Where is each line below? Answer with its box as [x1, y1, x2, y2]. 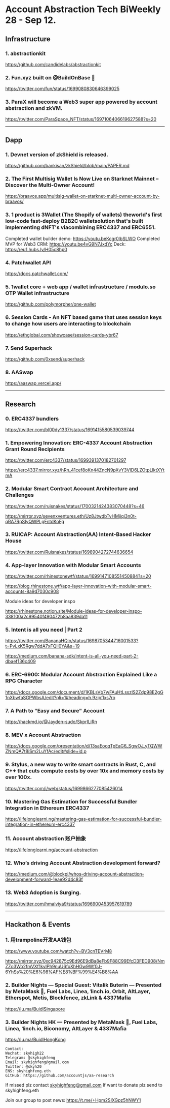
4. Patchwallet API [5, 259, 52, 266]
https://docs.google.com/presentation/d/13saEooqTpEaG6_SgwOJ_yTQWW [5, 743, 163, 749]
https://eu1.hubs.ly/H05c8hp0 [5, 246, 67, 252]
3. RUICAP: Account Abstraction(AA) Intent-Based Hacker [5, 531, 151, 538]
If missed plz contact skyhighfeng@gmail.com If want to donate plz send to [5, 1082, 163, 1088]
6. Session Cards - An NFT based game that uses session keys [5, 314, 162, 321]
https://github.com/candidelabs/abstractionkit [5, 61, 101, 67]
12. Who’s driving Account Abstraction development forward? [5, 859, 160, 866]
